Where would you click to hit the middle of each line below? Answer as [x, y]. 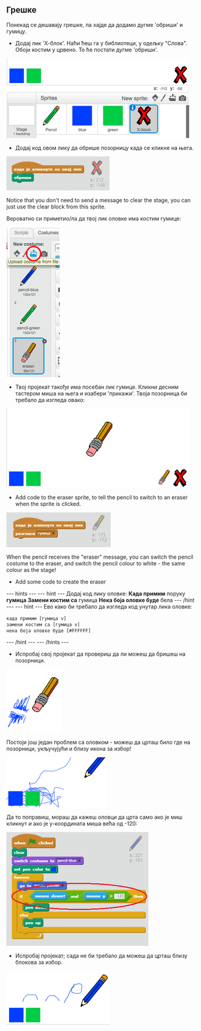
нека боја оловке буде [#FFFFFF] [49, 631]
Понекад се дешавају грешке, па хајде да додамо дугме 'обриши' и [95, 24]
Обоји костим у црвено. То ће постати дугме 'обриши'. [86, 50]
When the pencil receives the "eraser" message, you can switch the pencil [100, 557]
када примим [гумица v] [37, 618]
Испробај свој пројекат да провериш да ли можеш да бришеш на [100, 654]
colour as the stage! [31, 570]
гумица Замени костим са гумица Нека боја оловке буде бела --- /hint [100, 600]
